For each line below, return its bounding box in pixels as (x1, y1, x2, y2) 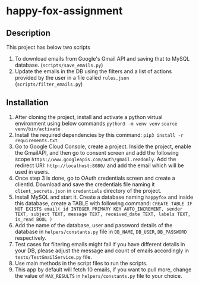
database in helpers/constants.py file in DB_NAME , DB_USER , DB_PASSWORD (14, 228, 187, 235)
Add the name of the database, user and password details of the (14, 221, 173, 228)
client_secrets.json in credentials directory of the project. (14, 187, 162, 194)
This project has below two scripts (6, 43, 91, 51)
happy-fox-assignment (6, 4, 123, 18)
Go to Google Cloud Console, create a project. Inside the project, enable (14, 143, 192, 150)
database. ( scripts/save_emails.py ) (14, 61, 103, 68)
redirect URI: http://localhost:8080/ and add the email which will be (14, 162, 184, 169)
